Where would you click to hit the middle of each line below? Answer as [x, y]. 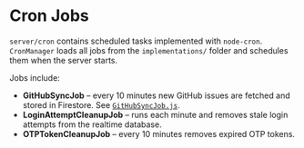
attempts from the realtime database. [92, 124]
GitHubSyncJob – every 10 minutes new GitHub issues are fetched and [156, 95]
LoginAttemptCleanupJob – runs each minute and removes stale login [155, 114]
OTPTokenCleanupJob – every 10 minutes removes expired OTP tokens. [159, 133]
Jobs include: [35, 77]
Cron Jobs [49, 16]
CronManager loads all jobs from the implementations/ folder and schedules [149, 50]
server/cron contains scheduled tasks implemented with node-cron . [136, 41]
